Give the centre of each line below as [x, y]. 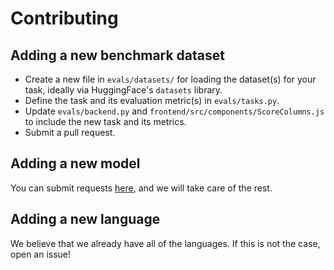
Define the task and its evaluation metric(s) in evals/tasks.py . [152, 100]
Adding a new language [85, 219]
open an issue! [41, 254]
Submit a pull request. [70, 132]
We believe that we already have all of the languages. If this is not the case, [165, 243]
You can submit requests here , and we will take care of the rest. [141, 188]
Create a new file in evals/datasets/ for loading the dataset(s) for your [170, 79]
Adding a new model [75, 163]
